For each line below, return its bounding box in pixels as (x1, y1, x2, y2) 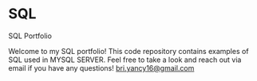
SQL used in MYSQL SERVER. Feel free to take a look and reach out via (8, 55, 242, 64)
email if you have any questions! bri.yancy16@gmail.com (8, 63, 195, 72)
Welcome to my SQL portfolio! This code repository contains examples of (8, 46, 249, 56)
